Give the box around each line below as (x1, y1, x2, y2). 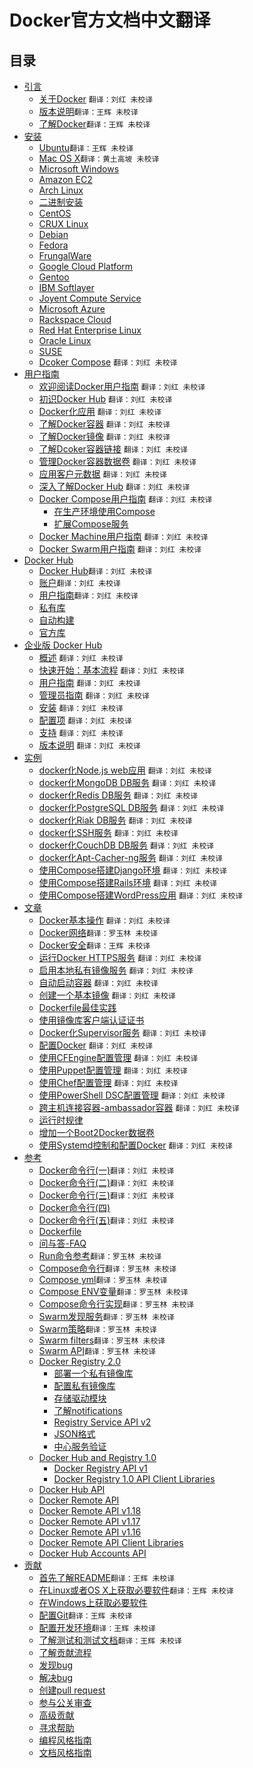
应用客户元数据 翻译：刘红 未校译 (38, 468, 167, 480)
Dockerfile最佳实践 (38, 1002, 117, 1013)
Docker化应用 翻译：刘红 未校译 (38, 406, 162, 417)
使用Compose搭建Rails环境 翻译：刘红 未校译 (38, 877, 218, 888)
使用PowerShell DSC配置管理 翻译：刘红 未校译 (38, 1089, 226, 1101)
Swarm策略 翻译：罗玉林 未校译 (38, 1323, 157, 1335)
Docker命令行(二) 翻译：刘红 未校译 (38, 1177, 175, 1188)
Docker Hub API (38, 1484, 106, 1495)
